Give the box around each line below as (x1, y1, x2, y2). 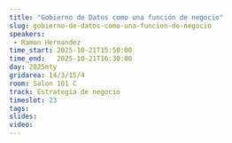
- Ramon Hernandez (12, 37, 81, 47)
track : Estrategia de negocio (9, 87, 121, 96)
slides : (9, 112, 38, 121)
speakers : (9, 29, 46, 38)
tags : (9, 104, 29, 113)
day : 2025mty (9, 63, 58, 72)
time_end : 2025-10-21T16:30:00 (9, 54, 133, 63)
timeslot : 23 (9, 95, 58, 105)
